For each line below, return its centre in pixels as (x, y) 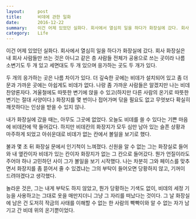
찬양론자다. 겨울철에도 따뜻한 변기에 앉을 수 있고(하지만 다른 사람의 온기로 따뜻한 (97, 93)
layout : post (27, 11)
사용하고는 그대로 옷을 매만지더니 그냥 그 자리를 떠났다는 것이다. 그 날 (95, 196)
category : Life (27, 33)
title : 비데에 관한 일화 (39, 17)
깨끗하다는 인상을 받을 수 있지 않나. (46, 107)
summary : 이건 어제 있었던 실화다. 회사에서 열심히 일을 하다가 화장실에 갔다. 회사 (98, 28)
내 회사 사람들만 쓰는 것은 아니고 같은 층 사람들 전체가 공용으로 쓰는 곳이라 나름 (96, 58)
